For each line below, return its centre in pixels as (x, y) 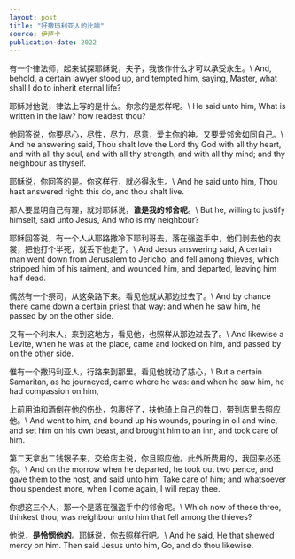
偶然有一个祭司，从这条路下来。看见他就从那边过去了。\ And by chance (140, 296)
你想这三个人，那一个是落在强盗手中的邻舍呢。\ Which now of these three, (145, 508)
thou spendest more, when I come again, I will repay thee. (115, 489)
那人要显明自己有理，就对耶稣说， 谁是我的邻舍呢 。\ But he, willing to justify (147, 210)
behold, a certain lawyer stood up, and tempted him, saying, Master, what (143, 79)
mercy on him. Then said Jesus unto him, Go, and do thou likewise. (132, 546)
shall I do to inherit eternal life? (65, 88)
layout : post (33, 17)
